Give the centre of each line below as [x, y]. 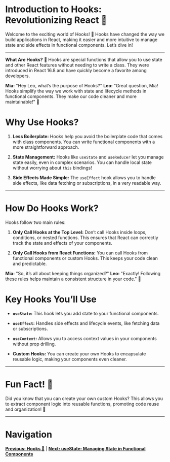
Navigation [29, 434]
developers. [18, 76]
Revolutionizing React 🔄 [56, 20]
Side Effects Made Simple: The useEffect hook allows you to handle [84, 177]
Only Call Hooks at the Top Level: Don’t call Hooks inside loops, [79, 232]
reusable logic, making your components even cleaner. [70, 359]
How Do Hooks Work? [52, 208]
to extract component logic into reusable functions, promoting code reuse [82, 404]
